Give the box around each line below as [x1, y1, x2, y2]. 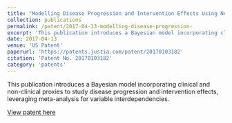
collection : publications [7, 16, 81, 23]
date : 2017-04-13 [7, 36, 57, 43]
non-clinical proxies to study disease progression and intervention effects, [7, 87, 219, 96]
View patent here [7, 108, 56, 116]
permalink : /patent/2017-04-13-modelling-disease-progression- [7, 23, 193, 30]
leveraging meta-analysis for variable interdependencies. [7, 94, 170, 103]
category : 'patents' [7, 61, 67, 68]
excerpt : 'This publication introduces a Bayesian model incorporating [7, 29, 217, 36]
